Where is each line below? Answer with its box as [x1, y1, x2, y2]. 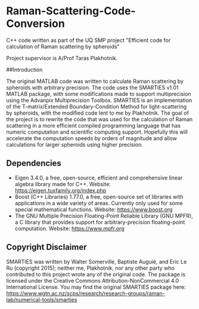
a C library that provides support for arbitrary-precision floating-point [14, 218, 185, 225]
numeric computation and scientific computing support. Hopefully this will [6, 128, 188, 135]
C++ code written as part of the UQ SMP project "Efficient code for [6, 36, 171, 44]
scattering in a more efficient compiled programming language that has [6, 122, 181, 129]
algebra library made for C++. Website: [14, 180, 111, 187]
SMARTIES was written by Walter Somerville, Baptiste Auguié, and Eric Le [6, 258, 187, 265]
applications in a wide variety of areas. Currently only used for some [14, 199, 183, 206]
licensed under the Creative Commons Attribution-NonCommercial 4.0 [6, 277, 179, 284]
